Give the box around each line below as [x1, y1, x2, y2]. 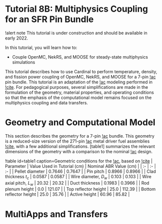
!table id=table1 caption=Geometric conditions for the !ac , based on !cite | [5, 158, 153, 164]
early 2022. [5, 35, 28, 41]
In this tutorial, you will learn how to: [5, 44, 77, 50]
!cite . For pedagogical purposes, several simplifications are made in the [5, 84, 148, 90]
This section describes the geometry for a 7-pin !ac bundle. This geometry [5, 133, 155, 139]
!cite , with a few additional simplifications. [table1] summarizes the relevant [5, 143, 155, 149]
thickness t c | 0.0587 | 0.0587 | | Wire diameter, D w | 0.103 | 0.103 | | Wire [5, 173, 152, 181]
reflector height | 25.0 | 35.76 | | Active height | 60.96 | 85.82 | [5, 191, 130, 197]
